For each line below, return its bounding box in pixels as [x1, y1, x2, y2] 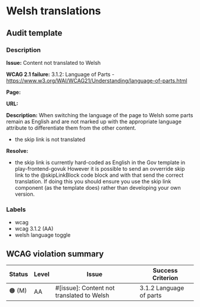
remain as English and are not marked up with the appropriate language [6, 118, 182, 125]
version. [14, 190, 35, 198]
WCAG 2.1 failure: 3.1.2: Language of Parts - [6, 70, 115, 78]
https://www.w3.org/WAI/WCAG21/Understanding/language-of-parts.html [6, 77, 187, 84]
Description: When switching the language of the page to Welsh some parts [6, 111, 193, 118]
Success [152, 266, 178, 274]
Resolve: [6, 147, 29, 154]
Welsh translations [6, 4, 101, 18]
